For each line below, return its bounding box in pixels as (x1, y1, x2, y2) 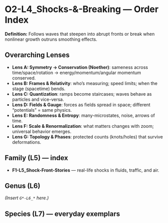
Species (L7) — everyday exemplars (5, 209, 121, 218)
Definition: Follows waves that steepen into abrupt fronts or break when (5, 31, 155, 37)
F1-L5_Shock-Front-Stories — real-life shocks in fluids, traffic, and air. (12, 167, 159, 173)
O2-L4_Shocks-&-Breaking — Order (5, 4, 159, 15)
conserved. (12, 75, 36, 81)
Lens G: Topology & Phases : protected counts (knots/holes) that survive (12, 133, 163, 139)
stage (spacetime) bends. (12, 86, 66, 92)
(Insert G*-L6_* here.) (5, 195, 49, 201)
